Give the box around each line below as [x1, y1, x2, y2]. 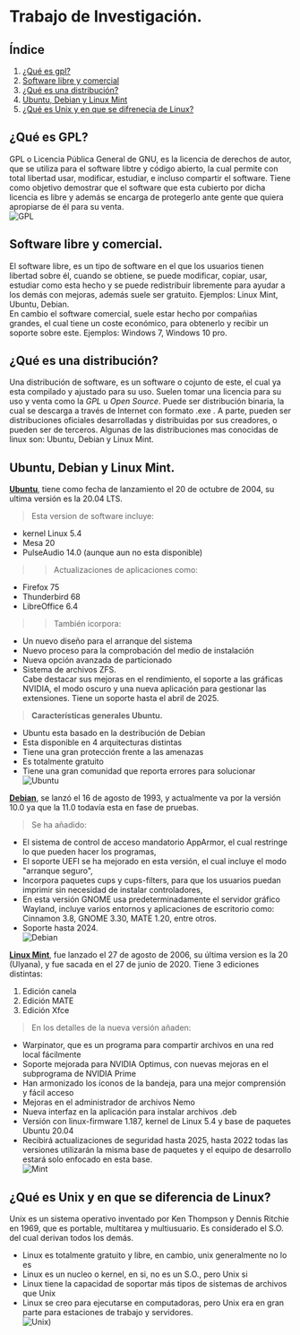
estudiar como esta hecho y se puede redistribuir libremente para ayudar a [9, 280, 286, 290]
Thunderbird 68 [21, 592, 81, 602]
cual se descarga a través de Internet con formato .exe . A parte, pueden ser [9, 405, 292, 416]
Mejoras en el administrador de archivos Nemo [21, 1097, 195, 1108]
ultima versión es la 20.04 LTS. [9, 493, 124, 504]
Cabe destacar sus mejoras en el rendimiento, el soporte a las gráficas [21, 674, 284, 685]
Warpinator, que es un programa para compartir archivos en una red [21, 1040, 275, 1051]
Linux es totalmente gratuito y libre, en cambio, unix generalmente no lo [21, 1250, 287, 1261]
